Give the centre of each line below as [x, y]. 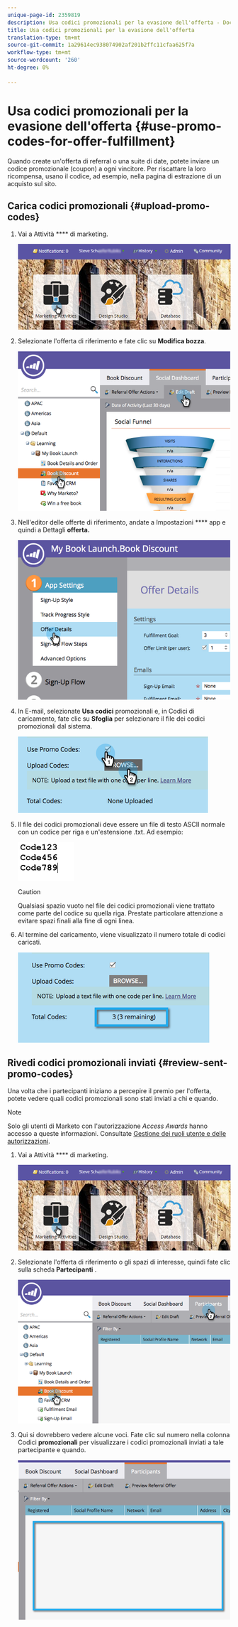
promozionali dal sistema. [55, 726]
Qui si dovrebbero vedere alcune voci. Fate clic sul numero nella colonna [124, 1434]
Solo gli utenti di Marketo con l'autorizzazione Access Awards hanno [107, 1126]
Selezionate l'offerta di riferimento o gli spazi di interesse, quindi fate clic [124, 1262]
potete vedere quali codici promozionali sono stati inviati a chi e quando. [113, 1099]
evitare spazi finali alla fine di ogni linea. [76, 921]
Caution [29, 892]
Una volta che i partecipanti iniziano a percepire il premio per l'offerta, [109, 1091]
